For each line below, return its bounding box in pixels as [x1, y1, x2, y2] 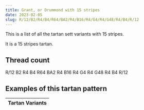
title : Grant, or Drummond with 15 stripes [5, 7, 100, 13]
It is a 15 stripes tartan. [5, 41, 53, 47]
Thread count [5, 56, 50, 64]
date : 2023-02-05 [5, 12, 43, 17]
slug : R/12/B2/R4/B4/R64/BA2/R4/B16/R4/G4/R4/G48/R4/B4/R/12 [5, 17, 139, 22]
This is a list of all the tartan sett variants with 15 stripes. [5, 31, 124, 37]
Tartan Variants [8, 99, 47, 106]
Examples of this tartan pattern [5, 84, 107, 93]
